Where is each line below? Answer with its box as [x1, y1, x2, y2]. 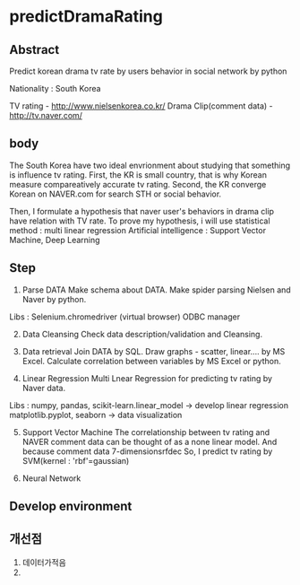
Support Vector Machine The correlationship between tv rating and [21, 426, 270, 437]
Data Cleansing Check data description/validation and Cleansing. [21, 328, 262, 339]
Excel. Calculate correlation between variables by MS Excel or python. [21, 355, 281, 366]
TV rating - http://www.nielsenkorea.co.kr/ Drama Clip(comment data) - [9, 100, 273, 111]
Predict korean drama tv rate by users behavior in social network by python [9, 65, 287, 76]
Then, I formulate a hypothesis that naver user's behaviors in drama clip [9, 205, 275, 216]
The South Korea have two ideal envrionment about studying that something [9, 160, 291, 170]
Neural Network [21, 473, 81, 484]
